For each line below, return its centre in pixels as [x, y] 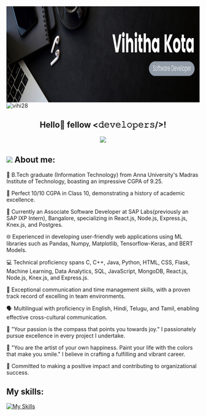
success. [18, 372]
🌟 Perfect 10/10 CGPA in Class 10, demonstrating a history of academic [96, 193]
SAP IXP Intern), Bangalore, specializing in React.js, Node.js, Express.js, [97, 218]
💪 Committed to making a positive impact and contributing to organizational [102, 366]
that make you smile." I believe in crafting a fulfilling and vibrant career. [96, 354]
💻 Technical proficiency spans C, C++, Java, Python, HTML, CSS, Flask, [98, 262]
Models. [17, 250]
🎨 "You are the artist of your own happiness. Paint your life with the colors [100, 347]
